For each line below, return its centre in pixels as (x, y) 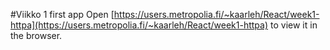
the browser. (36, 35)
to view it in (294, 25)
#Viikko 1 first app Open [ (62, 14)
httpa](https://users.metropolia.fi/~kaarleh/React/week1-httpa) (139, 25)
